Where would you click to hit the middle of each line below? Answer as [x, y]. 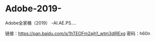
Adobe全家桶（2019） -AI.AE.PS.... [41, 23]
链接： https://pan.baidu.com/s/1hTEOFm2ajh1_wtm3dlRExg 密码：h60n [78, 33]
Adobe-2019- [33, 9]
